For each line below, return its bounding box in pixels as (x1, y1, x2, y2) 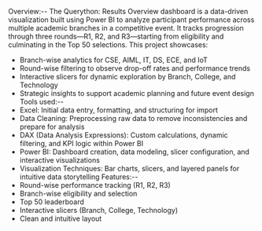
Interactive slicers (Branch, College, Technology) (19, 206, 179, 214)
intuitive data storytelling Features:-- (19, 172, 138, 181)
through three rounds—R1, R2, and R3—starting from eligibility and (8, 31, 224, 41)
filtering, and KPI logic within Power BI (19, 139, 144, 148)
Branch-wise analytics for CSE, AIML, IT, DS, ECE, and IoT (19, 55, 208, 64)
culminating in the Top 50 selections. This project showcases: (8, 40, 208, 49)
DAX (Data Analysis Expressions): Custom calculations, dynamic (19, 130, 228, 140)
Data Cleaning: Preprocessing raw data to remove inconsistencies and (19, 114, 248, 123)
